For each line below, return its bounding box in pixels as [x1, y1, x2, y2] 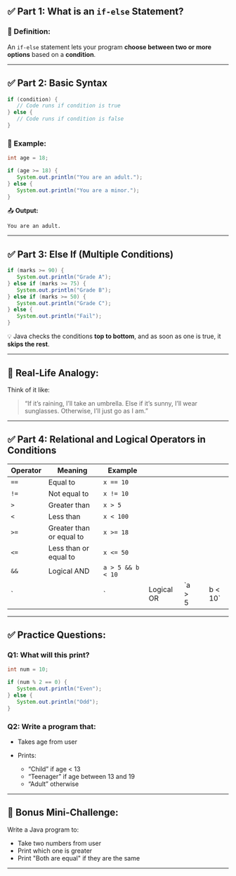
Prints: [17, 751, 37, 759]
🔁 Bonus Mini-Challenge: [7, 806, 119, 818]
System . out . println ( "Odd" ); [16, 698, 99, 705]
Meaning [57, 465, 88, 475]
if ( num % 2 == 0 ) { [7, 678, 68, 686]
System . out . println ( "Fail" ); [16, 313, 102, 320]
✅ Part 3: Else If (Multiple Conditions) [7, 248, 174, 260]
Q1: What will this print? [7, 650, 90, 660]
